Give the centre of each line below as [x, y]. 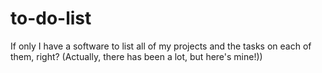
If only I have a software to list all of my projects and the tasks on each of [161, 46]
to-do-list [51, 18]
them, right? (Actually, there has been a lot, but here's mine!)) [136, 56]
